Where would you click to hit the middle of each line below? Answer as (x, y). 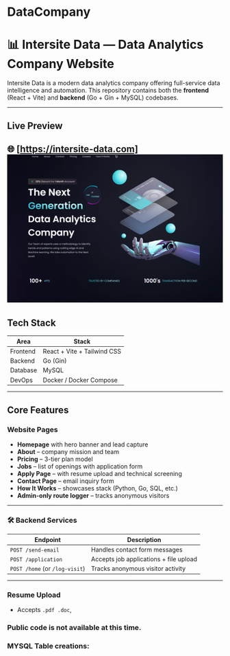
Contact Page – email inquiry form (65, 481)
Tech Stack (31, 323)
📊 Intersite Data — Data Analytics (105, 45)
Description (144, 539)
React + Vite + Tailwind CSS (82, 351)
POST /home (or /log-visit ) (48, 569)
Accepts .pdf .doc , (44, 610)
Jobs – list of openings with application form (80, 466)
